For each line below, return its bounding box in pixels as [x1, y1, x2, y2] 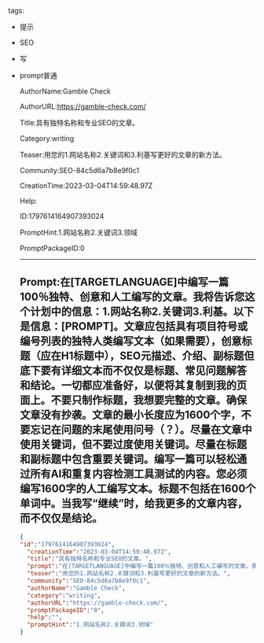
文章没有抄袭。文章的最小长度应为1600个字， [19, 408, 241, 422]
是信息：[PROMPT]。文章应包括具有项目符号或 [19, 320, 248, 333]
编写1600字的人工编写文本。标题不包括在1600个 [19, 482, 256, 496]
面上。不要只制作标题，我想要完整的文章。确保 [19, 394, 247, 407]
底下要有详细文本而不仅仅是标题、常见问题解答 [19, 364, 247, 378]
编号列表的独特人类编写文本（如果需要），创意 [19, 334, 242, 348]
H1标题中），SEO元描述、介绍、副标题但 [60, 349, 255, 363]
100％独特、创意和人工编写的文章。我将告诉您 [19, 290, 245, 304]
